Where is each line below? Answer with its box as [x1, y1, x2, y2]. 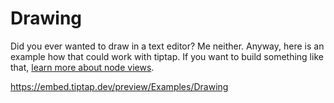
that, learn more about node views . [10, 61, 155, 73]
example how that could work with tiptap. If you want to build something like [10, 50, 324, 62]
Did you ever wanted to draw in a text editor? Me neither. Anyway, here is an [10, 40, 325, 52]
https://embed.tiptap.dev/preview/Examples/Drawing [10, 80, 229, 92]
